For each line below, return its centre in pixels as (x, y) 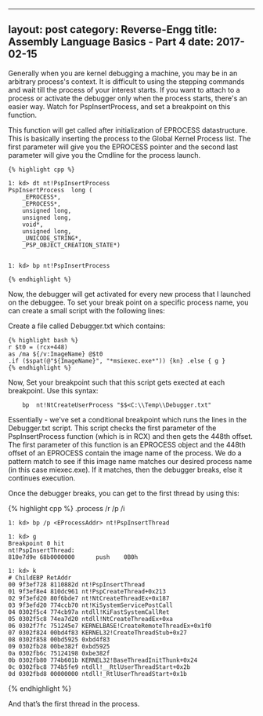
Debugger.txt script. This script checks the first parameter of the (112, 428)
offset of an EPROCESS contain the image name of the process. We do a (125, 453)
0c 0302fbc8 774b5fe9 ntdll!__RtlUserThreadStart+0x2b (99, 667)
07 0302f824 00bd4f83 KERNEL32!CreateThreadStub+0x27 (98, 633)
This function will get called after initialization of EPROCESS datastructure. (128, 130)
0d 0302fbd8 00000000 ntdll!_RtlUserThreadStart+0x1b (98, 674)
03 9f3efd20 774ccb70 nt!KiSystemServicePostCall (91, 605)
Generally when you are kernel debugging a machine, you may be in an (123, 73)
